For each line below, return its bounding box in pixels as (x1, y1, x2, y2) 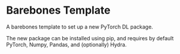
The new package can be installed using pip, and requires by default (6, 34, 174, 42)
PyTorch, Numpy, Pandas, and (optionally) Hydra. (6, 41, 127, 48)
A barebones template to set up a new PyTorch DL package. (6, 23, 153, 30)
